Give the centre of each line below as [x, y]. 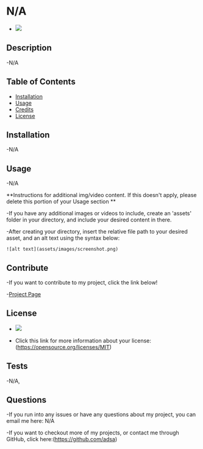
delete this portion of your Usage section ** [61, 201]
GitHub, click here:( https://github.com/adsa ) [62, 439]
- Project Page [24, 294]
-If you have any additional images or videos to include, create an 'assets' [99, 214]
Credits [24, 109]
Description [29, 48]
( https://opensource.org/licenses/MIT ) [63, 347]
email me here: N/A [30, 421]
